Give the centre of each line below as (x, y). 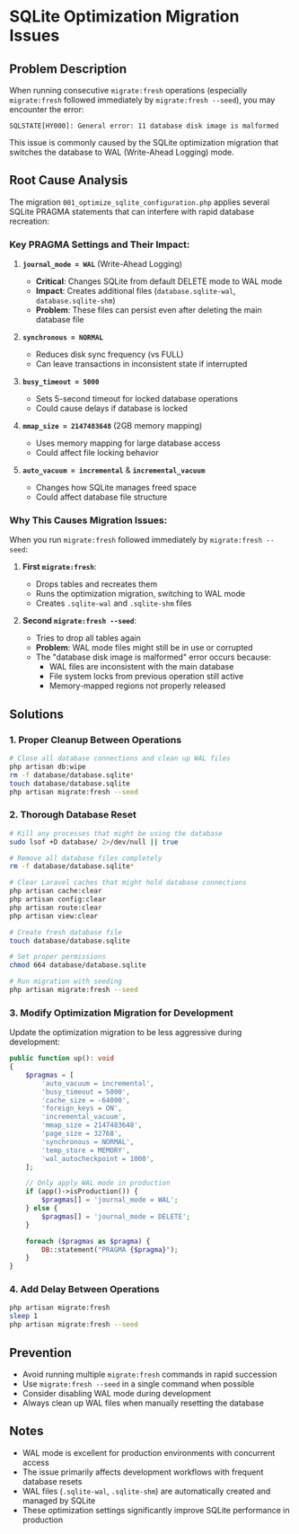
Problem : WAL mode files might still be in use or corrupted (144, 648)
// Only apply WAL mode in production (98, 1184)
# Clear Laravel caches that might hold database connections (128, 882)
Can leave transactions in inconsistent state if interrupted (141, 364)
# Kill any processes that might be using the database (116, 833)
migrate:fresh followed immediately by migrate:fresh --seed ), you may (142, 100)
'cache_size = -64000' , (86, 1100)
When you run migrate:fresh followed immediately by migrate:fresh (136, 540)
